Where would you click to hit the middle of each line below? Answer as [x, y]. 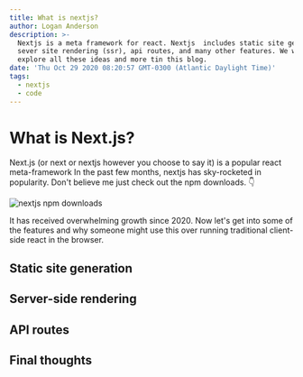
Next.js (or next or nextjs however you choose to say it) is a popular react [146, 162]
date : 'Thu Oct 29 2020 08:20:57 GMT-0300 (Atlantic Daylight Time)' [143, 69]
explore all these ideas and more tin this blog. [112, 60]
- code [30, 93]
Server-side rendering [73, 299]
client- [281, 230]
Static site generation [71, 268]
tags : [19, 77]
